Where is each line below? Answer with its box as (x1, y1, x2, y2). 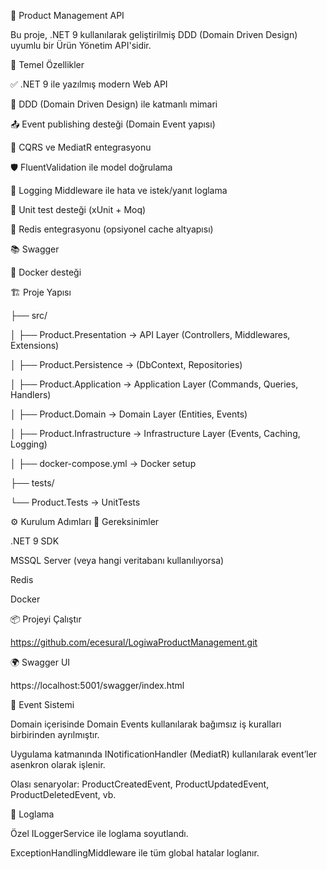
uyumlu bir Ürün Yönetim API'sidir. (10, 40, 152, 51)
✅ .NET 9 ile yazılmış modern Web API (10, 78, 168, 90)
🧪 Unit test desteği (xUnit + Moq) (10, 204, 147, 215)
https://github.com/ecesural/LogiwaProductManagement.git (10, 636, 258, 648)
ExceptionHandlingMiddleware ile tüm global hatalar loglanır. (10, 847, 260, 859)
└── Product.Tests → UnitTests (10, 496, 141, 508)
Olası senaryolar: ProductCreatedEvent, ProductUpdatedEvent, (10, 778, 270, 790)
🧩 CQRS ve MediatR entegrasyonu (10, 141, 152, 153)
